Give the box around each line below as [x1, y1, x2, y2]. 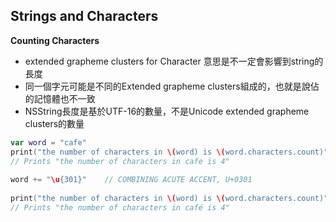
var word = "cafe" [10, 137, 87, 148]
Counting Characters [10, 34, 100, 46]
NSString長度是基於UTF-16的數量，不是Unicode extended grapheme [24, 105, 310, 117]
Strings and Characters [10, 8, 159, 25]
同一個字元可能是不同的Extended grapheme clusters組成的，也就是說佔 [24, 80, 320, 92]
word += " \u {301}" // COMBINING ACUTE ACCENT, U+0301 [10, 175, 253, 185]
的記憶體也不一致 [24, 92, 96, 104]
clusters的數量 [24, 117, 85, 129]
